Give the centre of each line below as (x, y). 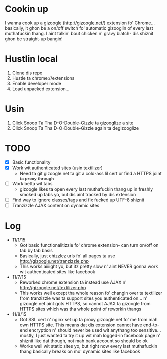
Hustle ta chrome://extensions (43, 78)
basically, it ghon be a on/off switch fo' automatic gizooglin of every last (79, 28)
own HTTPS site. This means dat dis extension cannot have (81, 325)
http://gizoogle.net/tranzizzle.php (54, 261)
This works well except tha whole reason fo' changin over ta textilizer (91, 293)
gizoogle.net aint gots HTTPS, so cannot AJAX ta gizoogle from (85, 303)
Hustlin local (32, 59)
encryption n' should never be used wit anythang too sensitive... (95, 330)
